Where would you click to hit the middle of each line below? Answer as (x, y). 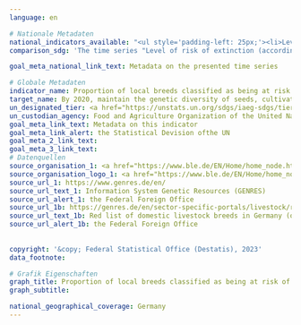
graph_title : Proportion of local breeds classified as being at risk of (150, 282)
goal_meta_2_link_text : (54, 141)
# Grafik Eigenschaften (54, 274)
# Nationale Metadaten (52, 34)
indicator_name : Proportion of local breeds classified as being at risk (150, 91)
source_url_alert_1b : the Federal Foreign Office (104, 225)
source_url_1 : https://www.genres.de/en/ (88, 183)
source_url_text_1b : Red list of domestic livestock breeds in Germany (146, 216)
